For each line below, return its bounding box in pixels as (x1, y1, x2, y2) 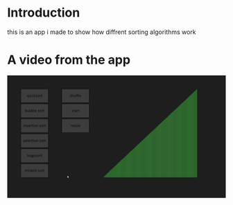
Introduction (7, 5, 80, 21)
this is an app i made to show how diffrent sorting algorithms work (7, 28, 196, 36)
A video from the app (7, 52, 130, 68)
